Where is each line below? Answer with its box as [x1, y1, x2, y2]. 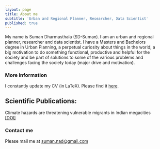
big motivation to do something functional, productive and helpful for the [5, 50, 150, 55]
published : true [5, 20, 38, 26]
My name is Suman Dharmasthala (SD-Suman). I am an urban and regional [5, 34, 154, 40]
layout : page [5, 7, 32, 12]
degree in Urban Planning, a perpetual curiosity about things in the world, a [5, 44, 156, 50]
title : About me [5, 12, 38, 17]
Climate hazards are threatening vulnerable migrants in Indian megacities [5, 110, 151, 116]
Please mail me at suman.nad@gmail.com [5, 138, 89, 144]
